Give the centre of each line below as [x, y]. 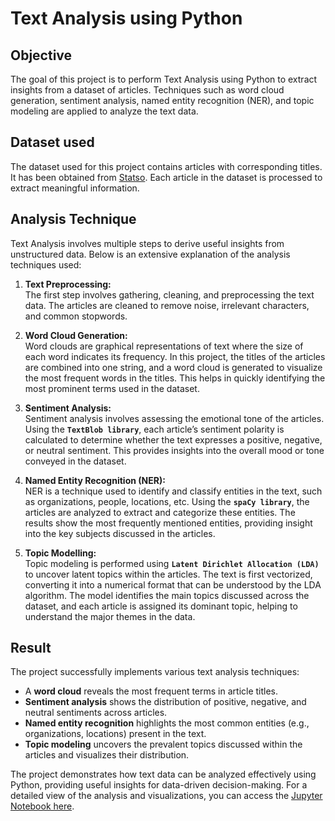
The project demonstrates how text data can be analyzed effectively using [163, 774]
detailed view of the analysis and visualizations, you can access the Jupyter [166, 796]
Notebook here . [42, 806]
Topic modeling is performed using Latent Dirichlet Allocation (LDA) [172, 563]
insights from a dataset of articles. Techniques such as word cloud [147, 90]
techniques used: [46, 264]
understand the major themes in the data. [110, 616]
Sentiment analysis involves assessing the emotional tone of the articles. [174, 418]
